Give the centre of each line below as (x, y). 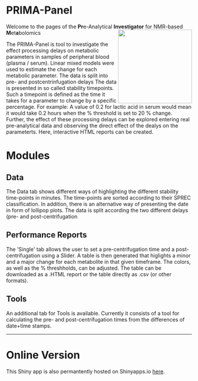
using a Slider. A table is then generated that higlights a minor (116, 255)
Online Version (43, 355)
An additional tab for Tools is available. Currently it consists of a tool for (93, 313)
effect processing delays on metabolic (52, 50)
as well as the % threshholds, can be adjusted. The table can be (84, 268)
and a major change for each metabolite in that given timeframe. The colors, (98, 261)
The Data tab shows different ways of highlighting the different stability (92, 191)
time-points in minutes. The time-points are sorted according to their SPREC (99, 197)
